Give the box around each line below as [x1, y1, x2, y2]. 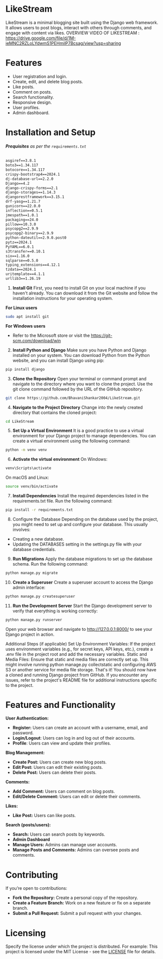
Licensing [5, 927, 46, 939]
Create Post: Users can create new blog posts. [12, 759, 107, 765]
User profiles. [12, 104, 40, 110]
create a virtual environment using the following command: [12, 438, 130, 444]
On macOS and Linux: [5, 474, 49, 481]
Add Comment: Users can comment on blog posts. [12, 788, 115, 794]
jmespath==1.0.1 [5, 213, 38, 217]
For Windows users [5, 323, 46, 329]
